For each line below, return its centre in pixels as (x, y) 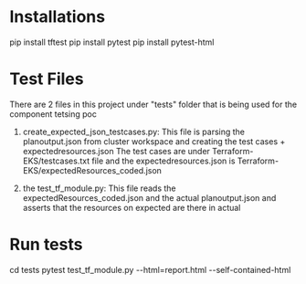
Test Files (47, 79)
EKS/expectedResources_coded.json (92, 170)
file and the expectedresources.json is (163, 161)
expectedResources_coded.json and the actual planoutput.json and (149, 197)
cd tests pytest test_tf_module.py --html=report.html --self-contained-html (150, 269)
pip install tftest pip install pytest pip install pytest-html (112, 42)
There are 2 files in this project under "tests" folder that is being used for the (153, 104)
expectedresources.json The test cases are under (116, 151)
